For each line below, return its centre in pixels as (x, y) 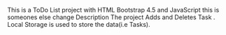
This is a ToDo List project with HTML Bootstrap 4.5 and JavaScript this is (113, 10)
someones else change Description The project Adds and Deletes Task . (111, 17)
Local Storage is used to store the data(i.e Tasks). (79, 24)
